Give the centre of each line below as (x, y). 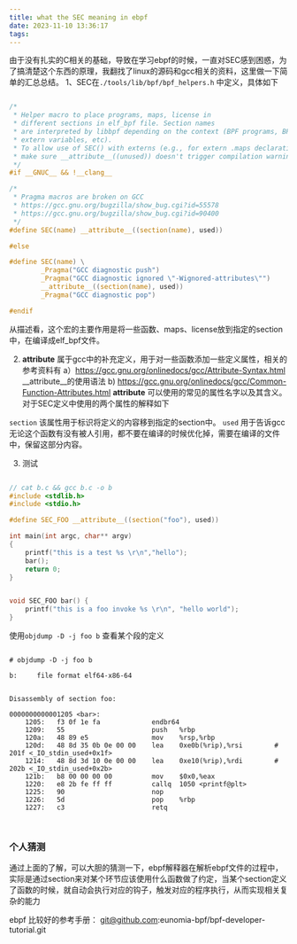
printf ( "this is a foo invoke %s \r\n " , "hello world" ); (132, 609)
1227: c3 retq (96, 807)
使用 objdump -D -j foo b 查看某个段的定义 (87, 636)
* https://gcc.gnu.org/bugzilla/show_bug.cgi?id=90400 (116, 214)
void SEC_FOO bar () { (49, 601)
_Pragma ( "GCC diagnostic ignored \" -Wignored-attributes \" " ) (156, 279)
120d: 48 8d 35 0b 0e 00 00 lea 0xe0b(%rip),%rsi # (152, 745)
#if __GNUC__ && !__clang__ (61, 173)
